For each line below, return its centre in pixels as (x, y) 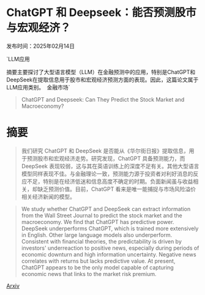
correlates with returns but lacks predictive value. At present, (98, 261)
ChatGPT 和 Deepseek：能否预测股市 (102, 13)
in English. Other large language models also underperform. (97, 235)
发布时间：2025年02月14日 (41, 46)
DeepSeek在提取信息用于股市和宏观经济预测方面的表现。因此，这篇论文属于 (102, 80)
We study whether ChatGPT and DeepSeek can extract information (106, 209)
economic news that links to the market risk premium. (89, 274)
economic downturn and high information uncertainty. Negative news (109, 254)
